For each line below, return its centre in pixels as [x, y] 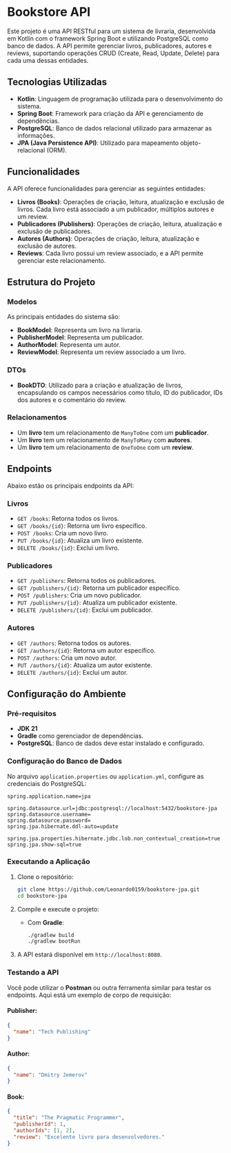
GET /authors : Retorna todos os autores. [74, 643]
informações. [36, 135]
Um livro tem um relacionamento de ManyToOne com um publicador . [113, 433]
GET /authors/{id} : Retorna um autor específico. [87, 650]
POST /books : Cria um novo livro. [63, 533]
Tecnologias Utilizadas [57, 82]
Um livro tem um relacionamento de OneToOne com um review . [106, 447]
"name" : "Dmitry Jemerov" [51, 1075]
